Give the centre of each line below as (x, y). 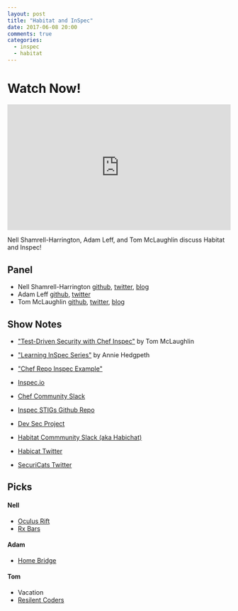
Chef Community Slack (51, 396)
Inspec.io (31, 382)
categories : (25, 40)
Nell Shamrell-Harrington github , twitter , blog (83, 287)
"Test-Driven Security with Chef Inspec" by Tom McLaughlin (106, 341)
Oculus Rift (34, 521)
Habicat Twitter (40, 451)
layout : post (27, 14)
